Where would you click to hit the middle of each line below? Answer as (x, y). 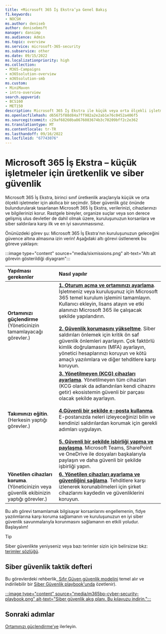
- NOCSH (13, 19)
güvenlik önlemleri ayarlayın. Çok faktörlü (106, 341)
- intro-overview (23, 92)
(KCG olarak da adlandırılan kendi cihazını (107, 386)
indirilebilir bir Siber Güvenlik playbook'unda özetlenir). (61, 584)
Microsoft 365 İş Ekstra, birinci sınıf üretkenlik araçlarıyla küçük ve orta (77, 198)
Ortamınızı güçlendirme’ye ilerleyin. (41, 626)
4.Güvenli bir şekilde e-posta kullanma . (106, 411)
